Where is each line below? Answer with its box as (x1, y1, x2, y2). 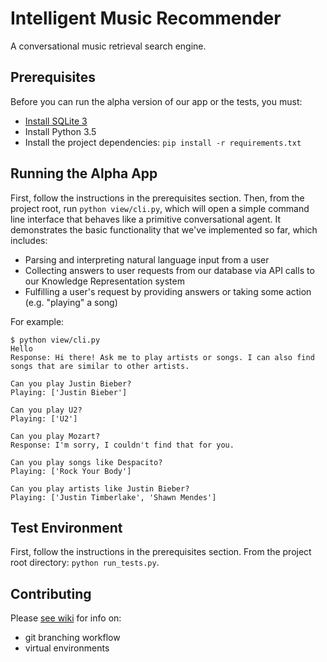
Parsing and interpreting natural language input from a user (24, 253, 270, 266)
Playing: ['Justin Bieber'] (10, 387, 128, 397)
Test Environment (10, 519, 123, 536)
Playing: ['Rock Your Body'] (10, 466, 132, 476)
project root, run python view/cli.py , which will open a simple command (10, 202, 310, 214)
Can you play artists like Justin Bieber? (10, 483, 190, 494)
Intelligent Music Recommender (10, 7, 282, 30)
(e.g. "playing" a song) (24, 296, 118, 308)
